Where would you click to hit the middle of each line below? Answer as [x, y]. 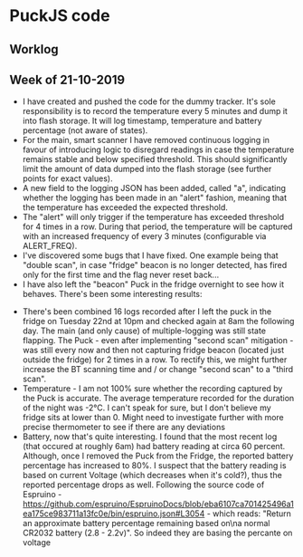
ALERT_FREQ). [50, 246]
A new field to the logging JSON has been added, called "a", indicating [154, 188]
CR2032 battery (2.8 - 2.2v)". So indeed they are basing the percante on [157, 533]
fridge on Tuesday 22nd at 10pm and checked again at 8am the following [158, 322]
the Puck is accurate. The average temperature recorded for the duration [158, 399]
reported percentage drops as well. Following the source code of [143, 485]
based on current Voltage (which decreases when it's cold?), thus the [152, 475]
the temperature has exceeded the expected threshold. [125, 207]
